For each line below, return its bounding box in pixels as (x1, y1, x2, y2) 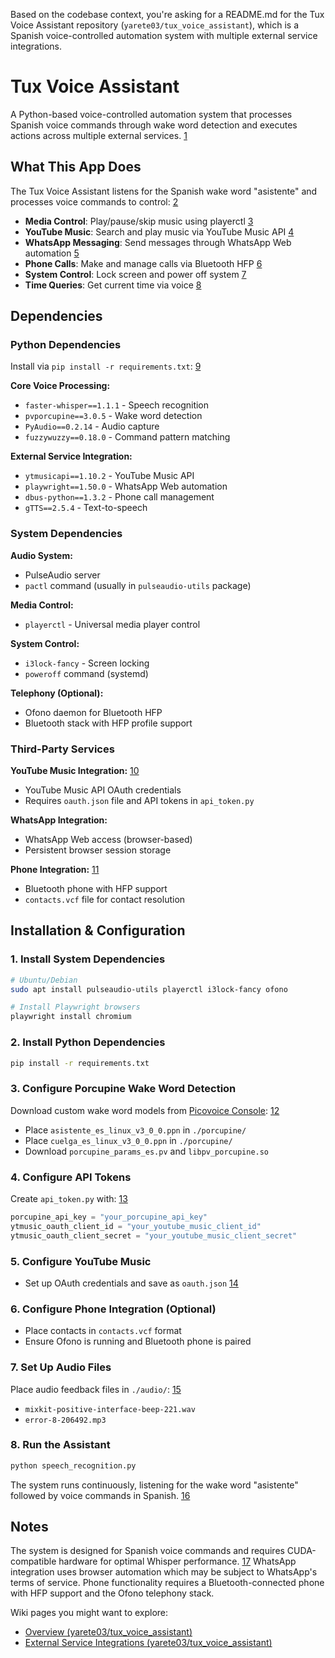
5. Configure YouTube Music (10, 1254, 152, 1268)
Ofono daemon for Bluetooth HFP (24, 706, 163, 718)
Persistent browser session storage (24, 844, 172, 856)
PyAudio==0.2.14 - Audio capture (24, 420, 160, 433)
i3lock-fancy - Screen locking (24, 657, 150, 669)
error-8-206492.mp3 (24, 1415, 107, 1425)
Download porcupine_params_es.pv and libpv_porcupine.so (24, 1145, 270, 1157)
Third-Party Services (10, 742, 115, 756)
